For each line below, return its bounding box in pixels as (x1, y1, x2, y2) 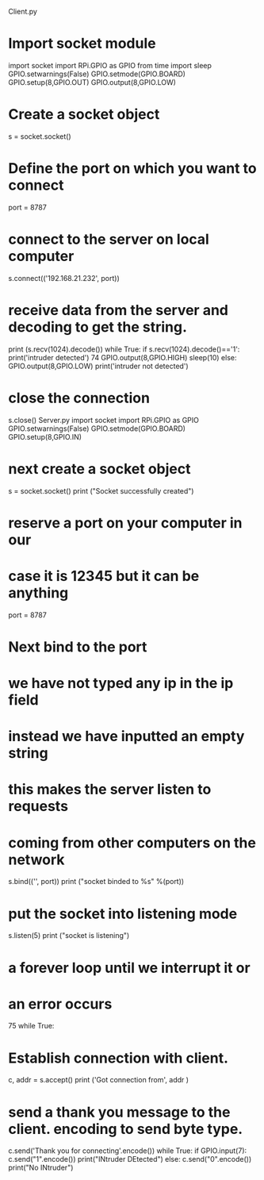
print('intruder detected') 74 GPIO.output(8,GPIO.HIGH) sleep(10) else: (8, 352, 237, 362)
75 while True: (8, 1021, 55, 1031)
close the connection (8, 389, 151, 407)
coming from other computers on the (8, 833, 256, 851)
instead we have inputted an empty (8, 728, 245, 745)
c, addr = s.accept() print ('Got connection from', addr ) (8, 1075, 189, 1085)
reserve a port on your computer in (8, 513, 243, 532)
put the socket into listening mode (8, 905, 238, 923)
